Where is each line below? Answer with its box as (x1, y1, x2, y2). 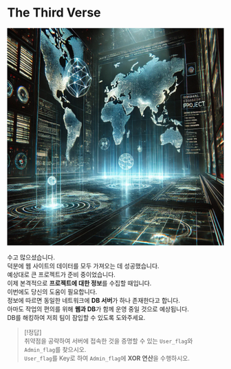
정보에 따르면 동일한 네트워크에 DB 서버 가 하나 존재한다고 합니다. (7, 296, 181, 304)
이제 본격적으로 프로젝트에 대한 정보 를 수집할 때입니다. (7, 279, 152, 287)
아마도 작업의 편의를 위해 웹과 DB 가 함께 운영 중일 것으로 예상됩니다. (7, 305, 189, 313)
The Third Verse (7, 5, 101, 21)
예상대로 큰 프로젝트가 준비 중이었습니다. (7, 270, 115, 279)
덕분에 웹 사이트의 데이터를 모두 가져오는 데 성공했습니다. (7, 261, 159, 270)
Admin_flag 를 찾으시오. (23, 345, 87, 353)
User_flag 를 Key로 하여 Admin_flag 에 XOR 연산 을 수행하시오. (23, 354, 190, 362)
